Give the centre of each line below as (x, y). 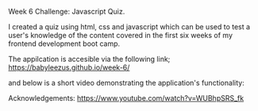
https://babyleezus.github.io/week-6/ (69, 67)
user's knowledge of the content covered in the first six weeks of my (120, 35)
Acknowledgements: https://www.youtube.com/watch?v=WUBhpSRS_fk (126, 98)
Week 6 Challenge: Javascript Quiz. (67, 11)
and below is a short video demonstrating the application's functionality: (126, 83)
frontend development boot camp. (64, 44)
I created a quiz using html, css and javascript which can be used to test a (129, 27)
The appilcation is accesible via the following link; (89, 59)
